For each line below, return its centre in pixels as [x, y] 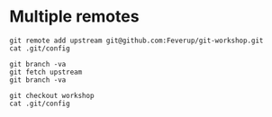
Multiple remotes [74, 17]
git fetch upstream [46, 72]
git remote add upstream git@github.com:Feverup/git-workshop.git [136, 40]
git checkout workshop [52, 95]
